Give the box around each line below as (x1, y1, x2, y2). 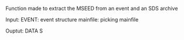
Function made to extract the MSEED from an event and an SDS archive (5, 5, 178, 12)
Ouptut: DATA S (5, 27, 43, 34)
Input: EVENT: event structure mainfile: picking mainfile (5, 16, 139, 23)
